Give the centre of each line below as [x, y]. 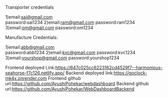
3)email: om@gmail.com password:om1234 [49, 28]
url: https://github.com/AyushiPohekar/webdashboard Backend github [77, 83]
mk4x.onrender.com [26, 78]
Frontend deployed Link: [30, 68]
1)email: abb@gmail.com [30, 47]
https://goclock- [131, 73]
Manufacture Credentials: [31, 37]
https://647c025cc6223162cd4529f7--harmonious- [109, 68]
